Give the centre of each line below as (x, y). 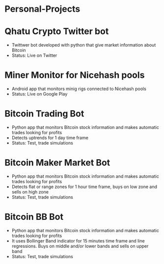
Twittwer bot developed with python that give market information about (84, 45)
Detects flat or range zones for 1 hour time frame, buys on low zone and (84, 187)
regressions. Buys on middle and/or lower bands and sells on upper (80, 246)
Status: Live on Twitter (34, 55)
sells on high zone (30, 192)
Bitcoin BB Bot (34, 217)
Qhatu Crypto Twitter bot (57, 32)
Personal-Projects (42, 9)
